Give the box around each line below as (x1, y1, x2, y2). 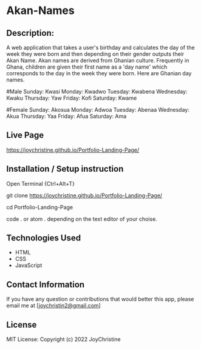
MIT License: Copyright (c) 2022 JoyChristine (6, 336, 121, 343)
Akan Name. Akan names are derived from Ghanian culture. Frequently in (6, 57, 189, 64)
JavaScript (15, 262, 43, 269)
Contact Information (6, 279, 85, 290)
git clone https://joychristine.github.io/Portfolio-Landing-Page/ (6, 192, 163, 199)
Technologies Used (6, 233, 81, 243)
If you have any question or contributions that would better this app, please (6, 296, 194, 303)
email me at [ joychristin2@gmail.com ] (6, 302, 101, 310)
